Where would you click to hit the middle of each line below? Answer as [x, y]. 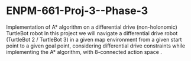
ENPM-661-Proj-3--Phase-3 [77, 11]
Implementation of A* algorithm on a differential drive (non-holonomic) [92, 27]
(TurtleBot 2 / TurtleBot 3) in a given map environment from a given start [94, 39]
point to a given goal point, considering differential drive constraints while [96, 46]
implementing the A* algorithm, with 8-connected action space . [84, 52]
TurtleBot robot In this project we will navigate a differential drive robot [92, 33]
